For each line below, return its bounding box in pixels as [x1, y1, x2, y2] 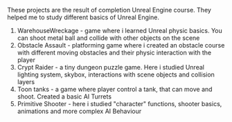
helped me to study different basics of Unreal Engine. [7, 13, 159, 21]
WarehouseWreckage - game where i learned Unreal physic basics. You [17, 27, 223, 34]
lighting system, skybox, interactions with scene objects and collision [17, 70, 215, 79]
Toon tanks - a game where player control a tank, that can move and [17, 85, 213, 93]
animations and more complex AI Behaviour [17, 107, 142, 115]
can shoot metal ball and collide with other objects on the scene [17, 34, 200, 42]
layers [17, 78, 35, 85]
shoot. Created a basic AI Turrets [17, 92, 112, 101]
